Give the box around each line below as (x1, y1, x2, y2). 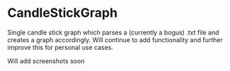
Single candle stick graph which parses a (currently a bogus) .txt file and (7, 28, 219, 37)
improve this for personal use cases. (7, 43, 114, 51)
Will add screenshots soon (7, 56, 85, 65)
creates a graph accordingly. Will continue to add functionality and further (7, 35, 223, 44)
